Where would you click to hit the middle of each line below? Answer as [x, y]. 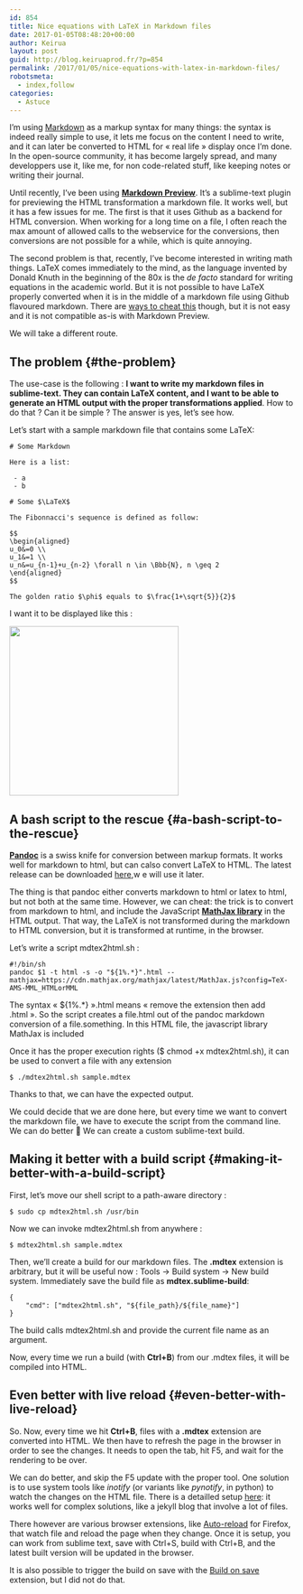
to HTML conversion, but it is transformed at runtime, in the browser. [137, 930]
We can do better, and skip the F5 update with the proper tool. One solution [149, 1477]
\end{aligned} [36, 573]
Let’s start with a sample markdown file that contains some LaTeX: [132, 430]
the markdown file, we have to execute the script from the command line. [145, 1121]
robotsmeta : [32, 77]
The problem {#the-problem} [93, 362]
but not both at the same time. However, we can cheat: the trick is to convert [151, 901]
